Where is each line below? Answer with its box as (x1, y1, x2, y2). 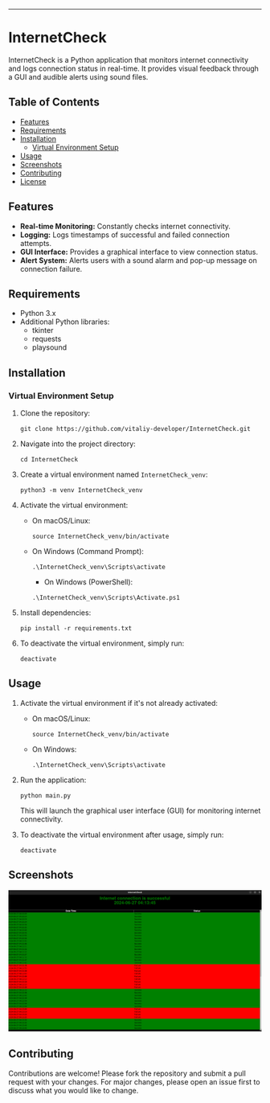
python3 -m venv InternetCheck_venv (19, 486, 143, 494)
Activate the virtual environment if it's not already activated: (19, 698, 219, 707)
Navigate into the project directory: (19, 439, 137, 449)
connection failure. (19, 264, 83, 273)
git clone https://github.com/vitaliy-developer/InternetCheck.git (19, 425, 251, 433)
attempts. (19, 238, 52, 248)
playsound (31, 342, 67, 352)
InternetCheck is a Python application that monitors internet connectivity (8, 55, 249, 64)
